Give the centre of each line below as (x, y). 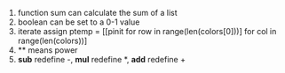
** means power (47, 50)
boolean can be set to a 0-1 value (79, 22)
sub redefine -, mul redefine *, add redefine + (102, 59)
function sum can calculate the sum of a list (97, 13)
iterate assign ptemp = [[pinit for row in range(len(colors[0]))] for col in (147, 31)
